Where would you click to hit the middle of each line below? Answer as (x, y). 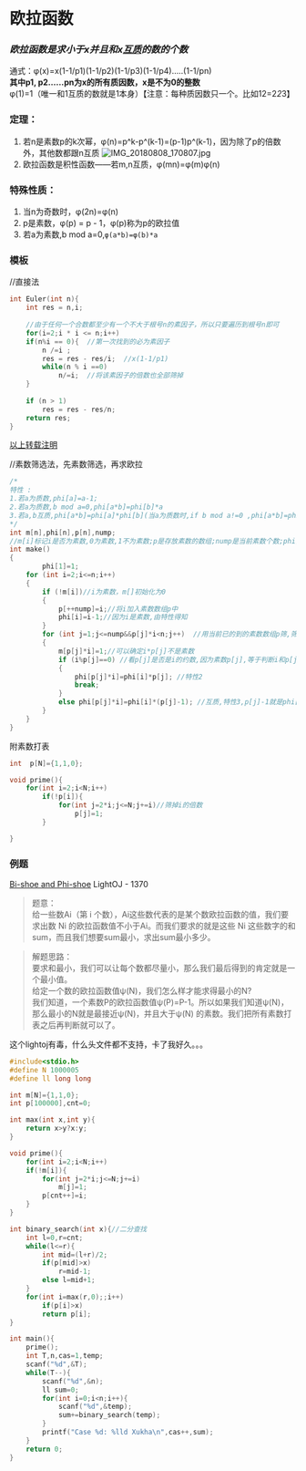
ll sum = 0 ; (61, 1390)
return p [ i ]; (67, 1314)
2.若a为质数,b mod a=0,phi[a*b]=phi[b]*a (87, 507)
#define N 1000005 (44, 1070)
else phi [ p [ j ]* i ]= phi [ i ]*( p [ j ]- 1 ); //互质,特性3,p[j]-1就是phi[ (178, 702)
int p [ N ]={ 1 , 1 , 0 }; (46, 763)
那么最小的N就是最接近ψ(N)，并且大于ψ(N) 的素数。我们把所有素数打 (162, 1013)
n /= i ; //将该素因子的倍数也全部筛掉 (121, 376)
